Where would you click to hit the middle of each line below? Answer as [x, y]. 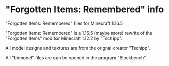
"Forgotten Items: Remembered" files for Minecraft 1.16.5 [64, 23]
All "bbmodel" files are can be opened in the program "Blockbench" [76, 58]
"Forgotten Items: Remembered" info [85, 9]
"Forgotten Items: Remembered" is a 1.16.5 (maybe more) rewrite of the [79, 33]
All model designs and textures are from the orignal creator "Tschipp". [78, 48]
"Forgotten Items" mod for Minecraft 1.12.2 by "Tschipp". [64, 38]
